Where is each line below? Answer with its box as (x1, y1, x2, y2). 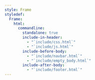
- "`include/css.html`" (26, 40, 76, 45)
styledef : (4, 12, 25, 17)
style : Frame (4, 7, 32, 12)
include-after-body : (22, 63, 65, 68)
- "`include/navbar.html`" (26, 53, 83, 59)
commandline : (17, 26, 45, 31)
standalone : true (22, 30, 58, 35)
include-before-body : (22, 49, 67, 54)
